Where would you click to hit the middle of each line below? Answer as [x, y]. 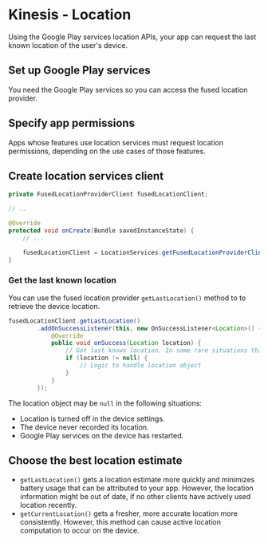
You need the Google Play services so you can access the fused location [128, 89]
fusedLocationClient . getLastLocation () [75, 321]
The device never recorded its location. [84, 427]
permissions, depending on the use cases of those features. [107, 151]
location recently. [48, 505]
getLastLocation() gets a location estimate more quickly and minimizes [137, 480]
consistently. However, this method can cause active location [120, 522]
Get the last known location [63, 280]
